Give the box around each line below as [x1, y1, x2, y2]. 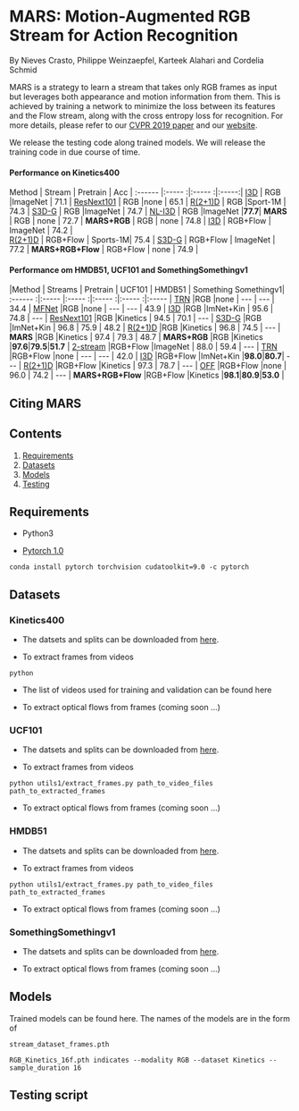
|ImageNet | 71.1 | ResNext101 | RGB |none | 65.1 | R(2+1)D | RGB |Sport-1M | [9, 197, 287, 208]
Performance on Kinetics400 [9, 167, 120, 178]
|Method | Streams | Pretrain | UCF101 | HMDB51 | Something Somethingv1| [9, 284, 286, 295]
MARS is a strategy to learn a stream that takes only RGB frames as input [9, 81, 278, 92]
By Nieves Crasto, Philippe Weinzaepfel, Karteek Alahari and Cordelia [9, 55, 265, 65]
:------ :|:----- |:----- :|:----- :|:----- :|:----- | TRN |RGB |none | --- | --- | [9, 293, 275, 305]
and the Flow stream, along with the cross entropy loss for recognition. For [9, 110, 284, 121]
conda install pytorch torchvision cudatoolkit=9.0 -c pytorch [9, 563, 250, 572]
